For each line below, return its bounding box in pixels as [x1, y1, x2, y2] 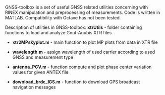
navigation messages [12, 84, 56, 90]
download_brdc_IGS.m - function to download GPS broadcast [12, 79, 140, 85]
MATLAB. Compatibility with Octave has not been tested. [5, 15, 121, 20]
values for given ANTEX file [12, 69, 69, 75]
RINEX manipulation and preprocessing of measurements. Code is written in [5, 9, 160, 15]
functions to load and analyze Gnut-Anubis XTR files [5, 30, 112, 35]
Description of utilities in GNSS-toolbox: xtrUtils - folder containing [5, 24, 142, 30]
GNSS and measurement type [12, 54, 73, 60]
